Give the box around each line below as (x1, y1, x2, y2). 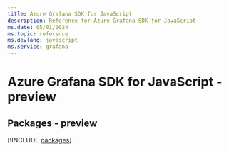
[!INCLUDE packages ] (7, 136, 72, 144)
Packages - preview (7, 117, 98, 129)
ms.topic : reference (7, 30, 69, 38)
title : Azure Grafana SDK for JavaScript (7, 10, 133, 18)
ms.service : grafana (7, 43, 69, 50)
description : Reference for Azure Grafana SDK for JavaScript (7, 17, 196, 24)
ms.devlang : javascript (7, 37, 78, 44)
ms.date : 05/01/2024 (7, 23, 69, 30)
